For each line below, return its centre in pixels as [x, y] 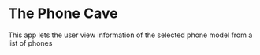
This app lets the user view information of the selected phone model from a [130, 35]
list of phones [30, 43]
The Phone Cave [63, 14]
